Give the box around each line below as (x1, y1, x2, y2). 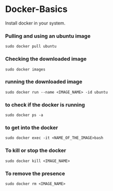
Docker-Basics (5, 3, 68, 15)
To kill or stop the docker (5, 147, 66, 154)
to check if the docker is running (5, 101, 85, 108)
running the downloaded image (5, 78, 83, 85)
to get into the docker (5, 124, 58, 131)
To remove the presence (5, 170, 65, 177)
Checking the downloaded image (5, 55, 87, 62)
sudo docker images (5, 66, 46, 72)
